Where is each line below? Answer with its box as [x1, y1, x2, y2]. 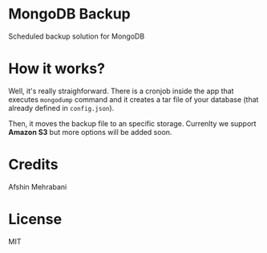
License [8, 210, 63, 228]
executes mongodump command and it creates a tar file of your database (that [8, 94, 259, 104]
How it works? [8, 59, 106, 78]
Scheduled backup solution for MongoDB [8, 31, 145, 41]
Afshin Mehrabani [8, 182, 67, 191]
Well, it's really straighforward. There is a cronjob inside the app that [8, 86, 234, 96]
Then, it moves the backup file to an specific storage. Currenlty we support [8, 118, 257, 129]
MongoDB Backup [8, 5, 131, 23]
